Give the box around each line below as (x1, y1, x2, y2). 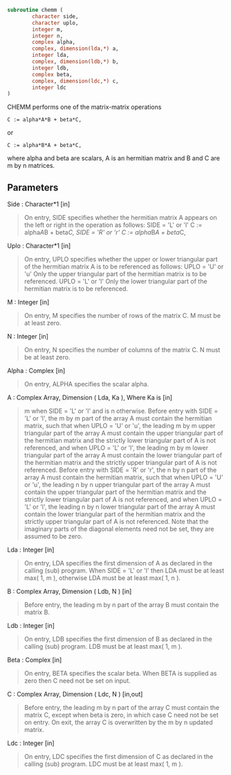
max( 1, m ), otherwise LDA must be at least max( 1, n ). (24, 574, 181, 582)
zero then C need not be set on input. (24, 676, 131, 685)
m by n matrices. (7, 162, 55, 170)
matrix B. (24, 608, 50, 617)
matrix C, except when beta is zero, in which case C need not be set (24, 711, 219, 719)
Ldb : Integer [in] (7, 622, 55, 630)
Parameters (7, 181, 59, 194)
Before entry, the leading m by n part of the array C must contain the (24, 704, 220, 712)
